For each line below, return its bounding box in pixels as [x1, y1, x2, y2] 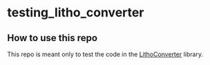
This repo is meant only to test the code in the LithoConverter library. [7, 50, 204, 58]
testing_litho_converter [7, 5, 144, 21]
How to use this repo [7, 32, 98, 44]
